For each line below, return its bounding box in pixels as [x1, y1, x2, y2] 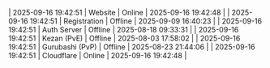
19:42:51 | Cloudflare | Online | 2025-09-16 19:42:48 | [8, 51, 187, 60]
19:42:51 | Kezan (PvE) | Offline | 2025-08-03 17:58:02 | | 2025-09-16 [8, 33, 241, 43]
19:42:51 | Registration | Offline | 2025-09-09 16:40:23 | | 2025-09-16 [29, 16, 262, 26]
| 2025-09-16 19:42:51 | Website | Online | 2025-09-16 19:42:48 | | [8, 8, 230, 17]
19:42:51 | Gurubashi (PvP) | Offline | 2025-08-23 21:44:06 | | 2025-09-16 [8, 42, 255, 52]
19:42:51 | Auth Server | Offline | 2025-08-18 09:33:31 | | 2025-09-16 [8, 25, 239, 34]
